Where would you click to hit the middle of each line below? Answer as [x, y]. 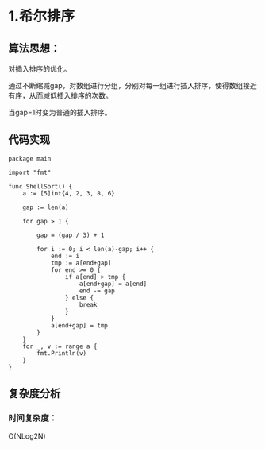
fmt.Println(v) [62, 353]
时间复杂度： [33, 418]
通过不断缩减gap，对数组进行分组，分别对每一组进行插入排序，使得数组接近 [133, 85]
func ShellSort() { [40, 186]
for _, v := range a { [60, 346]
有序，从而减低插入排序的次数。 [60, 95]
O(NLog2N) [27, 436]
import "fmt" [30, 172]
